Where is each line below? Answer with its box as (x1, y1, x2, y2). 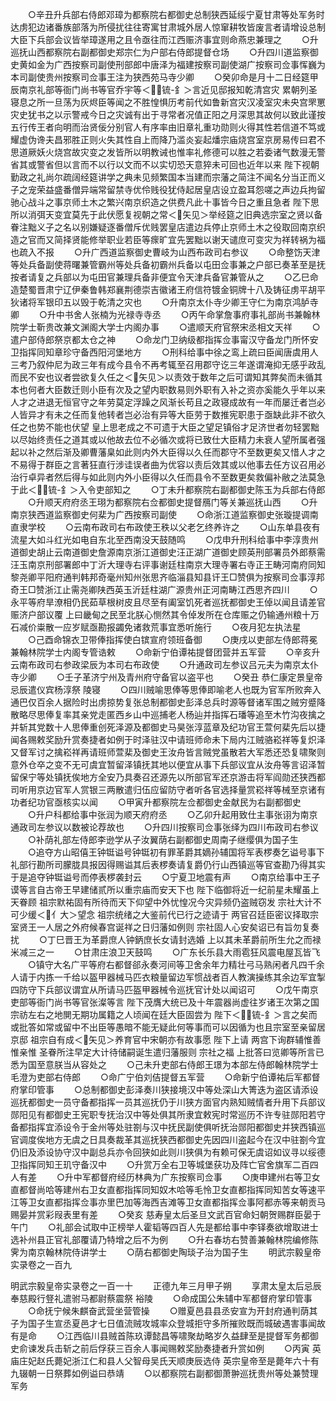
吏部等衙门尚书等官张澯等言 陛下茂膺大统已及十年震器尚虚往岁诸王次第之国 (10, 996, 320, 1008)
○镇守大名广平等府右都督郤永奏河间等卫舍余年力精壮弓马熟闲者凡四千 (27, 959, 317, 970)
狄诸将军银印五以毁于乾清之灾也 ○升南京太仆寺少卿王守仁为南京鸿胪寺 (10, 296, 319, 308)
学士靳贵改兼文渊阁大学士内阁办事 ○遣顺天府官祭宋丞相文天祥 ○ (18, 321, 321, 333)
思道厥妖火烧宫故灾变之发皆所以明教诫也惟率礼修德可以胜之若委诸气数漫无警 (10, 146, 326, 158)
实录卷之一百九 (10, 1259, 72, 1270)
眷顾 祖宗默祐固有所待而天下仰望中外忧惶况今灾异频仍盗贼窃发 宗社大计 (18, 896, 313, 908)
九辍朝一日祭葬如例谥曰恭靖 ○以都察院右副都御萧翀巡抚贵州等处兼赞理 (10, 1368, 319, 1379)
